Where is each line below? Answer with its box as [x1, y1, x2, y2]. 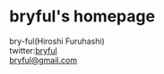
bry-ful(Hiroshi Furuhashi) [9, 36, 105, 46]
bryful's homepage [9, 6, 155, 27]
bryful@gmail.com [9, 54, 78, 65]
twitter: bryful [9, 45, 58, 55]
